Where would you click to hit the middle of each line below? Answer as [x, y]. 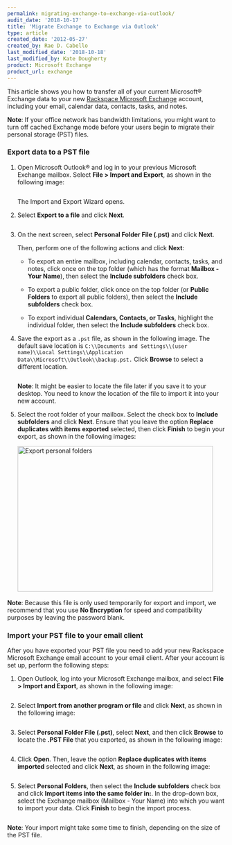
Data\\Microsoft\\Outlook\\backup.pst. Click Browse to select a [110, 359]
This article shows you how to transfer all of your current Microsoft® [105, 92]
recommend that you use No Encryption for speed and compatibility [105, 610]
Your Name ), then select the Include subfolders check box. [113, 276]
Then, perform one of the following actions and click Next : [101, 247]
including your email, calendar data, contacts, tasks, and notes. [98, 106]
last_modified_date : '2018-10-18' [57, 53]
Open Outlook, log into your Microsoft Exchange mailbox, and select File [120, 679]
